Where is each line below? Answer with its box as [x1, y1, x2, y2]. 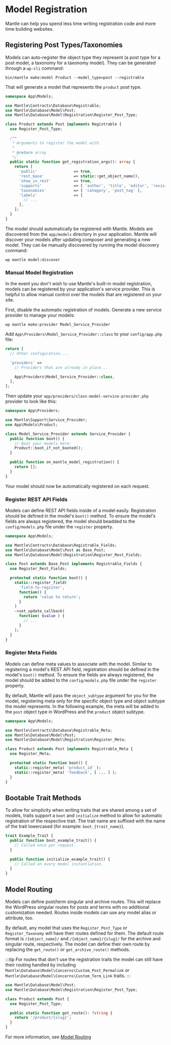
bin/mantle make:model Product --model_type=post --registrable [5, 75, 145, 80]
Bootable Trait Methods [5, 793, 81, 802]
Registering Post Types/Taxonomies [5, 41, 123, 50]
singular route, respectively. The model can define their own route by [5, 941, 150, 947]
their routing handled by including [5, 962, 76, 968]
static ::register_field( [14, 580, 67, 586]
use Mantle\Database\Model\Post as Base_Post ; [5, 547, 106, 552]
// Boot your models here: [14, 441, 72, 446]
